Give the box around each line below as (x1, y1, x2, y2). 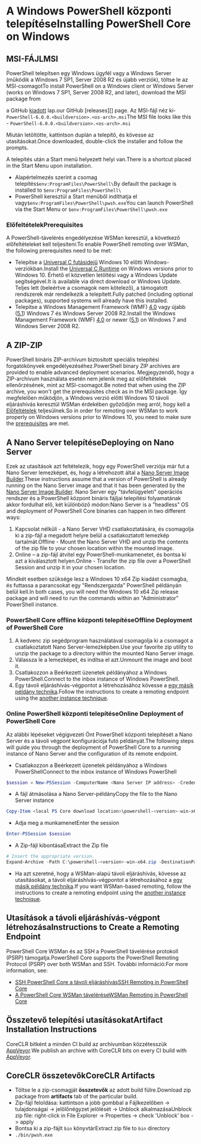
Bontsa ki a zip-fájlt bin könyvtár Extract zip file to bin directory (14, 1125, 170, 1132)
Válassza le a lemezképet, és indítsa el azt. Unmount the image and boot (14, 656, 193, 664)
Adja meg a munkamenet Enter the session (14, 819, 120, 827)
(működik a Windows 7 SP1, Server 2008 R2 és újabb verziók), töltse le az (6, 76, 188, 83)
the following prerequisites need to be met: (6, 247, 112, 254)
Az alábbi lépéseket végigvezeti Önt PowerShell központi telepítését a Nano (6, 730, 193, 738)
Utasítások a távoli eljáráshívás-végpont (6, 913, 160, 923)
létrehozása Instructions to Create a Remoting (6, 922, 179, 932)
